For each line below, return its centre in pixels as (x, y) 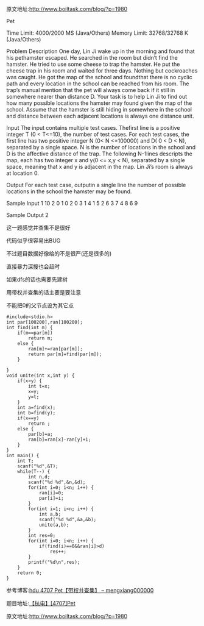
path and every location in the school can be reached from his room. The (98, 84)
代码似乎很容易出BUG (33, 240)
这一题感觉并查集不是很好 (38, 228)
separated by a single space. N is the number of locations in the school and (101, 147)
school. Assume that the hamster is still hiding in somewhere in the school (99, 109)
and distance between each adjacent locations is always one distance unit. (100, 116)
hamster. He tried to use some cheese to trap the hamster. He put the (93, 64)
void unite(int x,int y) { (40, 375)
